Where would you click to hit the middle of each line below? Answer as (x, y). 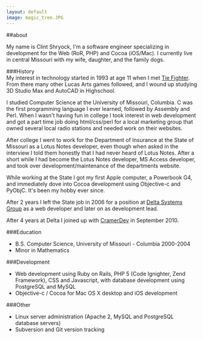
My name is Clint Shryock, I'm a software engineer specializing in (88, 47)
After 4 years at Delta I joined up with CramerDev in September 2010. (93, 220)
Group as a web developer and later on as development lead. (82, 208)
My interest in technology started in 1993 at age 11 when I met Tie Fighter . (98, 78)
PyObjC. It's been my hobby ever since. (56, 190)
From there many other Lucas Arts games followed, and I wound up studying (102, 84)
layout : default (27, 12)
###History (20, 71)
